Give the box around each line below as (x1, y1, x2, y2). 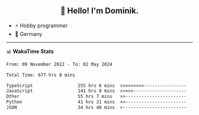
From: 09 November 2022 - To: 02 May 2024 (6, 61, 113, 67)
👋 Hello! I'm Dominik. (60, 6, 139, 16)
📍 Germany (14, 30, 43, 37)
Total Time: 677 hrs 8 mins (6, 72, 76, 78)
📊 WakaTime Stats (6, 48, 54, 55)
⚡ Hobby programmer (14, 22, 68, 29)
